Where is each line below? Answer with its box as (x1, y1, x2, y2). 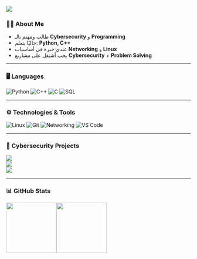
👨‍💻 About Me (6, 19, 44, 28)
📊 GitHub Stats (6, 187, 51, 195)
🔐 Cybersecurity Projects (6, 142, 80, 150)
